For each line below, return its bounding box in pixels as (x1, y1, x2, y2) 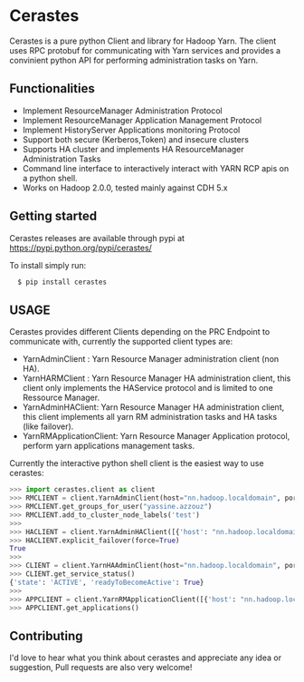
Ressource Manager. (22, 392, 100, 404)
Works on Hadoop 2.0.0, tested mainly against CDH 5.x (22, 182, 228, 193)
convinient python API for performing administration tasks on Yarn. (9, 54, 259, 65)
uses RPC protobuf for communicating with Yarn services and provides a (9, 44, 281, 55)
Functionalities (9, 81, 95, 96)
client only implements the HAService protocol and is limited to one (22, 383, 273, 394)
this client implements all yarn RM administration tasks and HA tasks (22, 412, 278, 423)
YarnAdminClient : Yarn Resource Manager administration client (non (22, 354, 280, 365)
